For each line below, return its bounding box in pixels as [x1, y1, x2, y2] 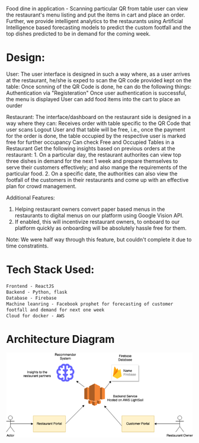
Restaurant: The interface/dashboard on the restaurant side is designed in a [6, 113, 191, 120]
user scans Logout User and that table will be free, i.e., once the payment [6, 126, 185, 133]
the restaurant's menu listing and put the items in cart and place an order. [6, 11, 185, 18]
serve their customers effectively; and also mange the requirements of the [6, 163, 188, 171]
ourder [6, 102, 23, 109]
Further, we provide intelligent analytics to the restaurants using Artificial [6, 18, 184, 24]
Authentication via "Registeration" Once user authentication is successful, [6, 89, 187, 97]
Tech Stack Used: [6, 263, 95, 277]
